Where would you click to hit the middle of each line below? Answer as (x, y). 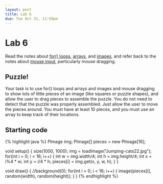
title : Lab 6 (18, 14)
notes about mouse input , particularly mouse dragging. (60, 61)
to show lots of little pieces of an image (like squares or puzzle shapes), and (82, 94)
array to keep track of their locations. (42, 115)
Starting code (26, 130)
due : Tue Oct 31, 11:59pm (31, 19)
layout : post (18, 10)
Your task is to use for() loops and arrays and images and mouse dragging (80, 89)
